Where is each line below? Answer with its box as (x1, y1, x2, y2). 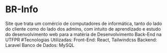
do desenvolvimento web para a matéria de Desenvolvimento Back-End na (5, 31, 162, 37)
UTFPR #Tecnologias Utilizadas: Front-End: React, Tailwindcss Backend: (5, 37, 157, 43)
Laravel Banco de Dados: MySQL (5, 42, 75, 48)
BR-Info (5, 4, 39, 15)
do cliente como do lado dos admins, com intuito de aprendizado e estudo (5, 25, 161, 32)
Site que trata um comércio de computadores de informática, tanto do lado (5, 20, 162, 26)
